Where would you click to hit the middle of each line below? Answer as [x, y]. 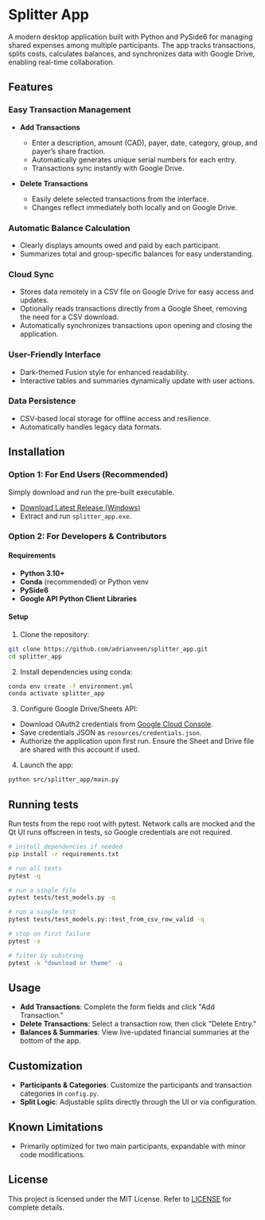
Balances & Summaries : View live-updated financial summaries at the [134, 1032]
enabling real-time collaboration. [62, 62]
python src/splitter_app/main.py [64, 780]
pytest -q [25, 876]
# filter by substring [46, 956]
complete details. [37, 1207]
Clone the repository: [55, 634]
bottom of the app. [50, 1041]
